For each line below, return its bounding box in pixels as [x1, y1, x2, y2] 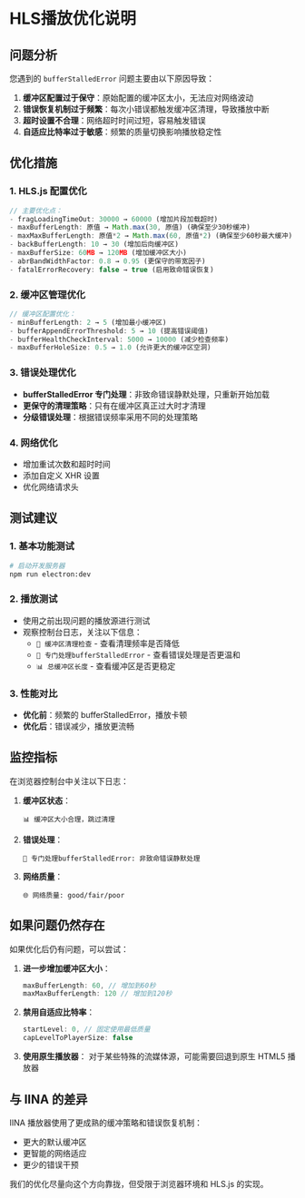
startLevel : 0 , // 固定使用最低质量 [22, 1025, 151, 1035]
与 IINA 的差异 [9, 1091, 88, 1107]
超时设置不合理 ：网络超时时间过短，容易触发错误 [22, 115, 206, 125]
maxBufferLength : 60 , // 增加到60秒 [22, 981, 156, 990]
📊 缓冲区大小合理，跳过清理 [22, 814, 115, 824]
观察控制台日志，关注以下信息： [22, 626, 143, 637]
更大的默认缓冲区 [22, 1136, 87, 1147]
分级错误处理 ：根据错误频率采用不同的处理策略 [22, 411, 198, 422]
